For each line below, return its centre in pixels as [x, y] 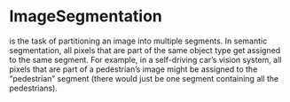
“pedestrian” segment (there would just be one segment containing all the [144, 78]
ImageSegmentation [86, 16]
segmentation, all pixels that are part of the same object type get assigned [145, 50]
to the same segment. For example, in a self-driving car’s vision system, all [145, 59]
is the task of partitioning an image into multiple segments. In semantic [138, 41]
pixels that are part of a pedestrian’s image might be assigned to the [133, 69]
